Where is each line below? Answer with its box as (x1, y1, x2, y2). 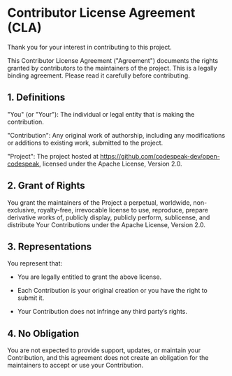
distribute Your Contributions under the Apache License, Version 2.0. (7, 220, 206, 229)
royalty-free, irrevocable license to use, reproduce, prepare (37, 205, 208, 214)
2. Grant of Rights (7, 180, 85, 191)
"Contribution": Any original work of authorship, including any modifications (7, 131, 226, 139)
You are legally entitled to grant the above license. (17, 273, 162, 281)
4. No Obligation (7, 327, 80, 340)
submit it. (17, 294, 45, 302)
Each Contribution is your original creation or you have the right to (17, 287, 208, 295)
